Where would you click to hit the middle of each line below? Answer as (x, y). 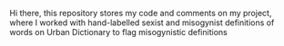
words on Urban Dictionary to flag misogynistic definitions (118, 32)
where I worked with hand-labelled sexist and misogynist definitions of (142, 23)
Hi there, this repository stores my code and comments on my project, (141, 13)
